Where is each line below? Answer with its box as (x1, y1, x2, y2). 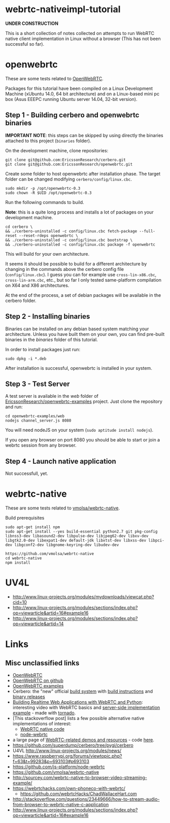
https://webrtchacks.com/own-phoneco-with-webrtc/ (12, 785, 126, 791)
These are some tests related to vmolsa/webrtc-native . (5, 505, 120, 511)
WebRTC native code (20, 726, 65, 732)
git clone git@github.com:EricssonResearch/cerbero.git (5, 157, 126, 162)
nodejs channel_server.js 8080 (5, 418, 72, 423)
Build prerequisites (5, 515, 45, 521)
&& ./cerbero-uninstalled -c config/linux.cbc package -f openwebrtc (5, 242, 156, 247)
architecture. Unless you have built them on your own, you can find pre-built (5, 331, 165, 337)
